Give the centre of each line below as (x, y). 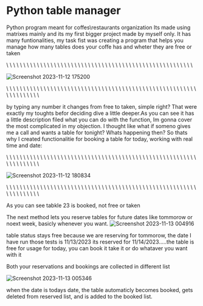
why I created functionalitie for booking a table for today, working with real (100, 139)
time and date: (24, 145)
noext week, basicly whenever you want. (57, 223)
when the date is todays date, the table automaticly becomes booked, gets (100, 290)
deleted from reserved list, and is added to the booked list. (80, 296)
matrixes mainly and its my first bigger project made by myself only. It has (99, 33)
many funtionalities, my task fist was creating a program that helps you (95, 40)
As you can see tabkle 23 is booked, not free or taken (74, 205)
